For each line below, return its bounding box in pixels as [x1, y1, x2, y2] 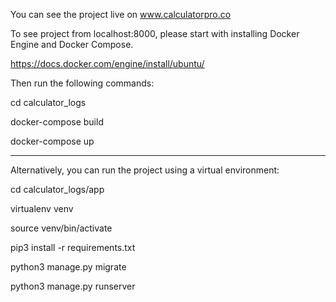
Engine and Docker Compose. [10, 39, 134, 50]
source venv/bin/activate [10, 222, 113, 234]
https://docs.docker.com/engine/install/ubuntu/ [10, 58, 205, 69]
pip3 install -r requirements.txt [10, 242, 136, 253]
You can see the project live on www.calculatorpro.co [10, 9, 232, 20]
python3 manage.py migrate [10, 261, 127, 273]
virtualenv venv [10, 203, 74, 214]
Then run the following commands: [10, 77, 155, 89]
